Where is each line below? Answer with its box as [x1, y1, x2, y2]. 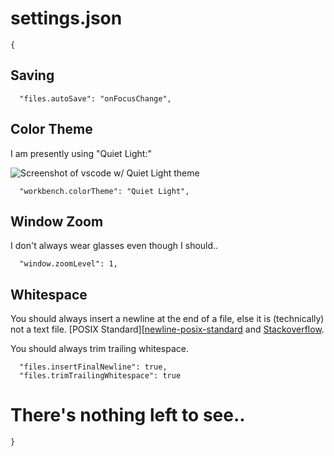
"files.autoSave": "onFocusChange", [19, 93, 172, 104]
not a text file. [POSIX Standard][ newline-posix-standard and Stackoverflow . [10, 323, 325, 336]
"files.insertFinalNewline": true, [19, 362, 168, 372]
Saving [10, 67, 55, 84]
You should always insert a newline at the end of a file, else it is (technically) [10, 313, 325, 325]
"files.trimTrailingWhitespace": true [19, 371, 182, 381]
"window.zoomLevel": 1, [19, 259, 118, 269]
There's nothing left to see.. [10, 404, 246, 427]
